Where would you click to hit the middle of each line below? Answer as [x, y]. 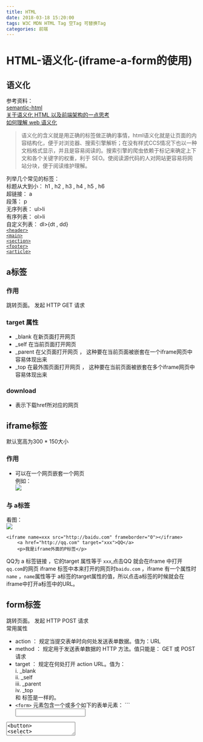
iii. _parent [28, 684]
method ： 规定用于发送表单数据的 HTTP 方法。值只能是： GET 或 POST [105, 648]
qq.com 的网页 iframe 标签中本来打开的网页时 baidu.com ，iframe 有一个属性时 [101, 568]
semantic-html [24, 108]
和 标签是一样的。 [37, 697]
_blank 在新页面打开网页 [45, 337]
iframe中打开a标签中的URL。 [42, 583]
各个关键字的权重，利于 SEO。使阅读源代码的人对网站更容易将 [110, 158]
